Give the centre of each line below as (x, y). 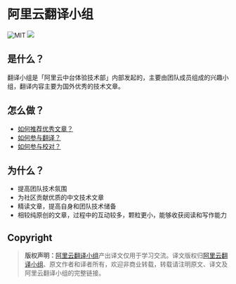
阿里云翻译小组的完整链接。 (65, 273)
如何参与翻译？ (39, 137)
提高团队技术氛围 (42, 189)
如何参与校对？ (39, 146)
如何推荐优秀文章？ (45, 129)
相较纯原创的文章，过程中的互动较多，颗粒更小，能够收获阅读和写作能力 (122, 215)
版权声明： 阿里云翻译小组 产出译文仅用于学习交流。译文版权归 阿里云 (123, 256)
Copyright (30, 237)
